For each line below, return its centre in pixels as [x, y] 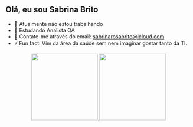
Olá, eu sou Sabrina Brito [52, 10]
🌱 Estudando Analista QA [44, 30]
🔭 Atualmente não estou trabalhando [58, 24]
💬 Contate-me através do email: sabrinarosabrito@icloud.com [89, 36]
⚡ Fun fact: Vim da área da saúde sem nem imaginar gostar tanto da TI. [100, 43]
